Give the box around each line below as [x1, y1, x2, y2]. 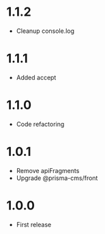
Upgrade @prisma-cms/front [16, 174, 98, 182]
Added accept [16, 73, 57, 81]
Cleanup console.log [16, 27, 75, 35]
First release [16, 220, 52, 229]
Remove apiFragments [16, 166, 80, 174]
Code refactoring [16, 120, 65, 128]
